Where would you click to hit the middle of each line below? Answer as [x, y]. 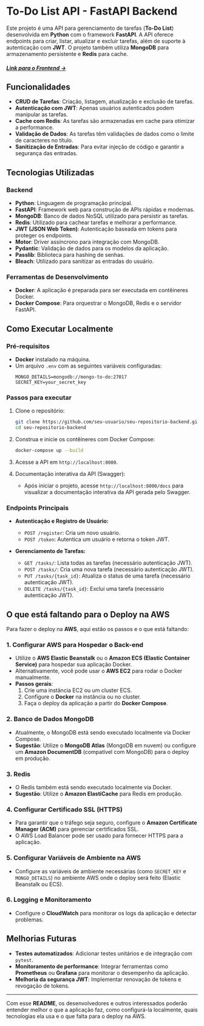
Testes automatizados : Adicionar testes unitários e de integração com [104, 953]
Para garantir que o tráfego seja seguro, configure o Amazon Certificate [106, 823]
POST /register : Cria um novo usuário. [72, 533]
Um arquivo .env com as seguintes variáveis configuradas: [88, 366]
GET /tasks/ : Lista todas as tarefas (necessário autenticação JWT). [108, 563]
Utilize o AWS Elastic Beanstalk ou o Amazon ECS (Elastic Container [102, 658]
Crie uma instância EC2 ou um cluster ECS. [78, 690]
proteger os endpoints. [44, 236]
